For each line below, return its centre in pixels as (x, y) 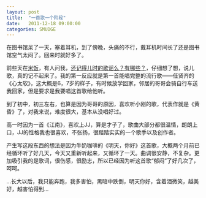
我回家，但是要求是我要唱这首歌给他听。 (57, 91)
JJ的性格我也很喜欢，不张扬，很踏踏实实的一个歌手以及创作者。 (98, 132)
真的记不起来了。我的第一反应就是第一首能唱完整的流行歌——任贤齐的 (105, 76)
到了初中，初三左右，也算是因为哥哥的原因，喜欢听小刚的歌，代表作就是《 (100, 104)
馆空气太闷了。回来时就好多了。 (47, 55)
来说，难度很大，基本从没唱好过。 (81, 112)
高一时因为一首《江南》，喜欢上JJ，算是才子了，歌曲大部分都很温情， (94, 125)
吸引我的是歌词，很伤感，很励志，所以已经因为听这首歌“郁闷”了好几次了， (105, 161)
